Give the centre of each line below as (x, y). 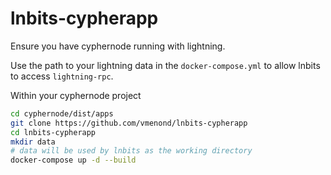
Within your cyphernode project (76, 95)
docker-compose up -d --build (73, 160)
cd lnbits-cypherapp (53, 132)
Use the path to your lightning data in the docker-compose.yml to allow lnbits (165, 65)
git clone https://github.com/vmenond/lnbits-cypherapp (129, 123)
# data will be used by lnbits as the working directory (131, 151)
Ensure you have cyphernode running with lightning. (118, 46)
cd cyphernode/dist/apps (62, 113)
